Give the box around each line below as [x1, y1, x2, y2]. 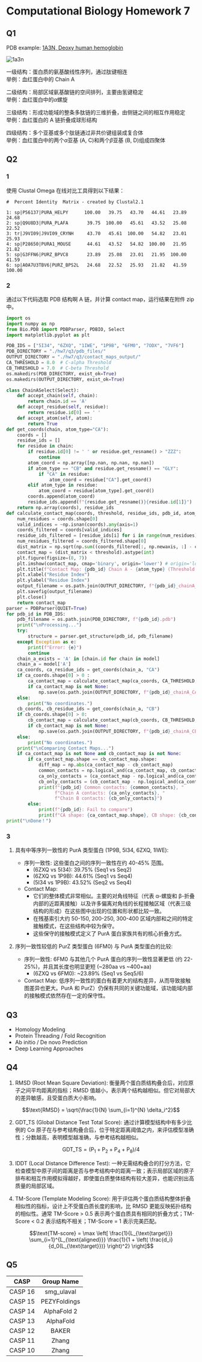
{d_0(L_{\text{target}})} [48, 1242, 106, 1250]
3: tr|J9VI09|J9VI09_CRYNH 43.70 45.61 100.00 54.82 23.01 [6, 230, 187, 236]
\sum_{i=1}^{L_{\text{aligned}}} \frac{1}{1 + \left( [29, 1236, 148, 1243]
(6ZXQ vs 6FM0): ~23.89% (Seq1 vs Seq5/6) [32, 970, 144, 977]
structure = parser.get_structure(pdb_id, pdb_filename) [28, 633, 173, 639]
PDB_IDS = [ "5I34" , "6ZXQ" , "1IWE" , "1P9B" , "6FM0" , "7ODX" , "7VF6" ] [6, 343, 185, 349]
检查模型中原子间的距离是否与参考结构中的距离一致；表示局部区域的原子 [14, 1167, 194, 1174]
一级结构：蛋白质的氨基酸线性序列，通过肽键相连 [6, 68, 127, 75]
